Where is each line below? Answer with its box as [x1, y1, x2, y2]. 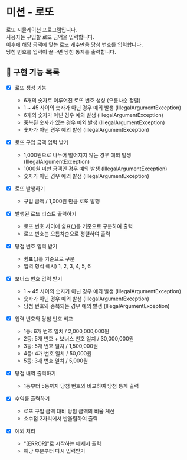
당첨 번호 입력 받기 [14, 243, 58, 250]
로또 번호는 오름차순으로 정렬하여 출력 [23, 230, 111, 237]
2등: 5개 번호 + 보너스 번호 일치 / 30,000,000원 [23, 335, 134, 342]
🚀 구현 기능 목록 [6, 67, 60, 77]
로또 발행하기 [14, 184, 45, 192]
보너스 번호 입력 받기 [14, 276, 63, 283]
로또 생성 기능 [14, 84, 47, 91]
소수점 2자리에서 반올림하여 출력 [23, 415, 99, 422]
